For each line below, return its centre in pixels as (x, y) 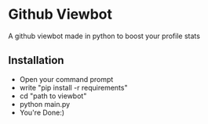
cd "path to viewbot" (53, 96)
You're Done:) (42, 112)
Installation (36, 60)
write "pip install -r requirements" (73, 87)
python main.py (45, 104)
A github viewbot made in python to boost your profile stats (104, 36)
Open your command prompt (66, 79)
